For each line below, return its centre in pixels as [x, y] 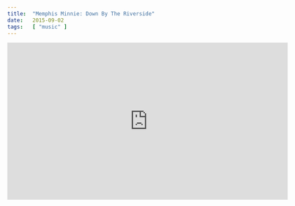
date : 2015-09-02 [36, 20]
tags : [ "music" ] [37, 27]
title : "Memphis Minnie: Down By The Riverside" [81, 14]
